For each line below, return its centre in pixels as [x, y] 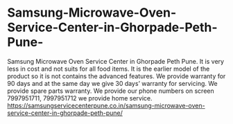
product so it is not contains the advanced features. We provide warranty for [116, 76]
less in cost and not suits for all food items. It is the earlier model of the [109, 69]
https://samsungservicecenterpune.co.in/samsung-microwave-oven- [106, 105]
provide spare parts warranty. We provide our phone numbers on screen [111, 91]
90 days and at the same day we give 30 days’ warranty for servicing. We [112, 83]
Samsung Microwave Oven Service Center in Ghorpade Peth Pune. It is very [115, 61]
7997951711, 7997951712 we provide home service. [80, 98]
